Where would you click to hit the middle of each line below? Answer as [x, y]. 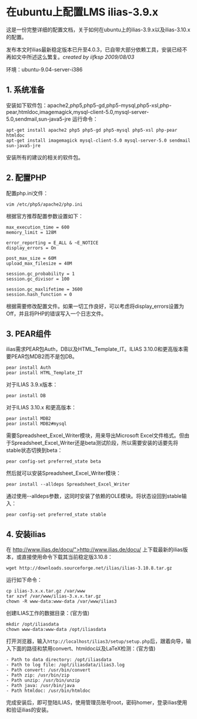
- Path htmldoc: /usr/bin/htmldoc [49, 691]
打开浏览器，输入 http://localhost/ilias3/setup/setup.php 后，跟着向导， [96, 641]
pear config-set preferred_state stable [56, 515]
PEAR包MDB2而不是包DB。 [44, 357]
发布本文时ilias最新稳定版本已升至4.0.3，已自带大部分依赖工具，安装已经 [94, 49]
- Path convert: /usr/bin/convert [49, 670]
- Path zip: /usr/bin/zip [38, 675]
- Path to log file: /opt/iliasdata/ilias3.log [66, 665]
